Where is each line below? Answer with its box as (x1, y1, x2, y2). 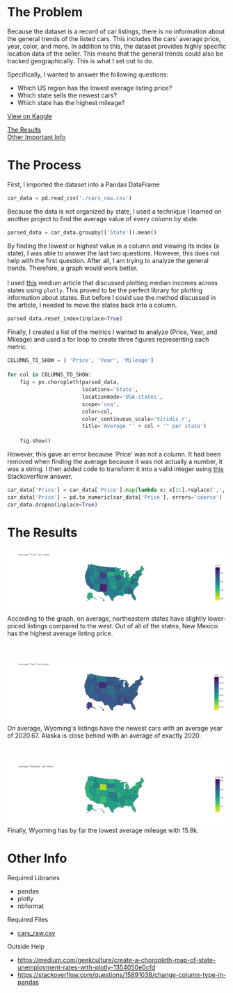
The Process (7, 157, 81, 173)
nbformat (17, 902, 45, 910)
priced (7, 621, 26, 630)
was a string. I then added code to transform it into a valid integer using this (7, 465, 224, 473)
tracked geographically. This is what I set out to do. (7, 56, 154, 65)
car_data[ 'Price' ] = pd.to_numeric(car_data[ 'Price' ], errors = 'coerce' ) (7, 493, 223, 501)
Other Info (7, 850, 67, 866)
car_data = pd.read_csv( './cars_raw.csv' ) (7, 194, 132, 202)
